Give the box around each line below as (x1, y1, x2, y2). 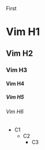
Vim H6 (6, 108, 24, 115)
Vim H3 (6, 66, 28, 74)
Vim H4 (6, 80, 25, 87)
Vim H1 (6, 26, 40, 38)
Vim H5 (6, 93, 24, 101)
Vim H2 (6, 48, 33, 58)
